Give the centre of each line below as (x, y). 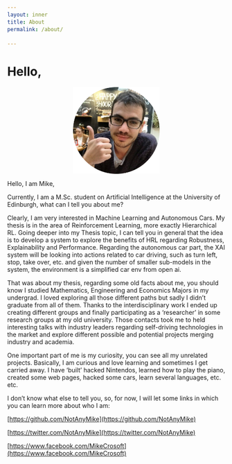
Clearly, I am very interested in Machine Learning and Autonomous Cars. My (116, 218)
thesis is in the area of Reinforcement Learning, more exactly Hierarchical (112, 225)
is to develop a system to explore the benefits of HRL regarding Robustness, (116, 240)
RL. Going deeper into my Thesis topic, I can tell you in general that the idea (115, 233)
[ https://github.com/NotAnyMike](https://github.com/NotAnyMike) (101, 419)
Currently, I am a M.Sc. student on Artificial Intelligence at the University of (114, 197)
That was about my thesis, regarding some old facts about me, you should (113, 283)
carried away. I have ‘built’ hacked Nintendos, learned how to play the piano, (116, 370)
